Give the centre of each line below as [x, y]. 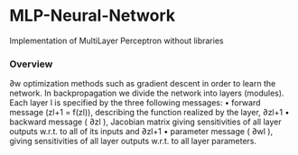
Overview [31, 64]
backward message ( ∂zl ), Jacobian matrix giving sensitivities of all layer [145, 122]
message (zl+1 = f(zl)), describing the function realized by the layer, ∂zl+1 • [149, 113]
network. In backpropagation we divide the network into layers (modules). [147, 93]
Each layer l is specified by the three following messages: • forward [135, 103]
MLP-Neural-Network [93, 16]
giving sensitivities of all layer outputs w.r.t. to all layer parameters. [133, 141]
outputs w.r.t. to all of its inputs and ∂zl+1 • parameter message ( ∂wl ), [141, 132]
